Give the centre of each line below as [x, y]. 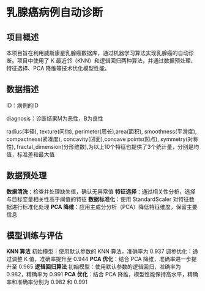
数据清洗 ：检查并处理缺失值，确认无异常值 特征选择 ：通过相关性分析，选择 [101, 191]
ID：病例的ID [22, 105]
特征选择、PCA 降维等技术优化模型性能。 [58, 68]
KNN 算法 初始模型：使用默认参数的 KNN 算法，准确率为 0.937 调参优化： [99, 251]
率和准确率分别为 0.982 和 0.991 [47, 282]
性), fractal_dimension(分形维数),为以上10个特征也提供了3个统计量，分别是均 [103, 146]
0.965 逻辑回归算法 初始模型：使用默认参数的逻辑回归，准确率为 [99, 266]
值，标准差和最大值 [31, 154]
